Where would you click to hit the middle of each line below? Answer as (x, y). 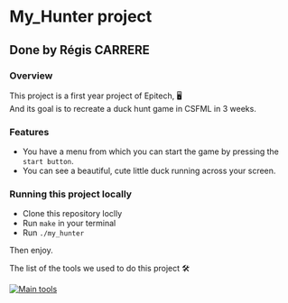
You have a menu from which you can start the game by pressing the (151, 151)
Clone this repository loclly (72, 214)
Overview (31, 76)
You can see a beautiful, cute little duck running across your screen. (149, 171)
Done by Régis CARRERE (80, 50)
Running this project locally (71, 194)
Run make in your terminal (69, 224)
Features (29, 132)
